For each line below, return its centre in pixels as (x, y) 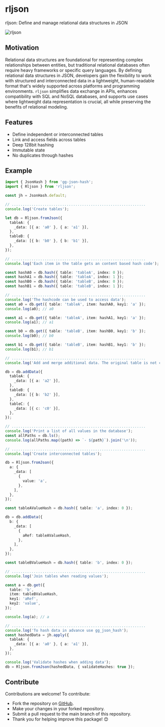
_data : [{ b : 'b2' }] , (37, 395)
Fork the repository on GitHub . (43, 703)
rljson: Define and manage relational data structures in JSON (66, 23)
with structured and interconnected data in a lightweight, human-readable (80, 80)
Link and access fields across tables (49, 140)
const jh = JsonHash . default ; (36, 196)
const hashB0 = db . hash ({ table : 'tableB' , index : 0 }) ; (65, 282)
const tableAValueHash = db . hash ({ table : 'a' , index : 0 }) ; (69, 508)
